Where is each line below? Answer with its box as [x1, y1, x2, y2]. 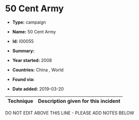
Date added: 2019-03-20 [12, 86, 64, 91]
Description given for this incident [38, 97, 121, 104]
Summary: [12, 48, 35, 54]
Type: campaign [12, 19, 46, 25]
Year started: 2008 [12, 57, 52, 63]
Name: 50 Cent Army [12, 29, 56, 34]
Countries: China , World [12, 67, 64, 73]
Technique [7, 97, 34, 104]
